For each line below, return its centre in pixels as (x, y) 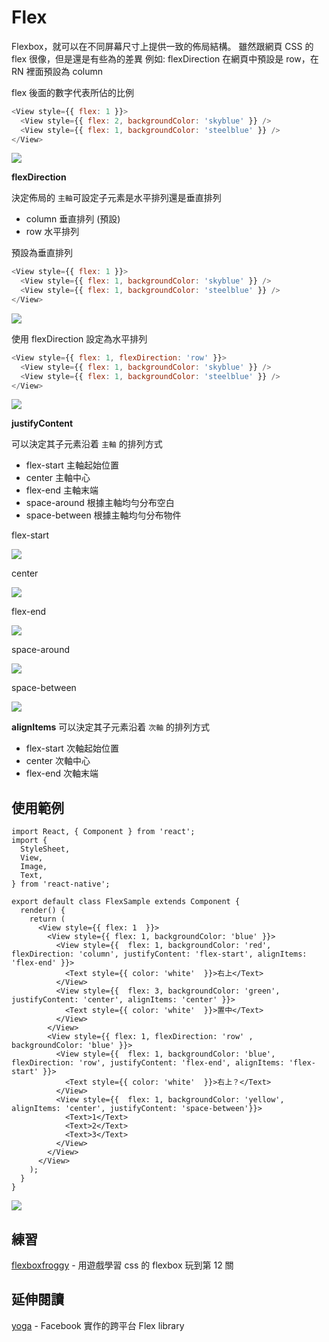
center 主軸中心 (58, 478)
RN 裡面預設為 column (57, 71)
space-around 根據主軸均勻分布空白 (100, 503)
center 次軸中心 (58, 761)
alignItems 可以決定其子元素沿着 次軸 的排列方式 (110, 727)
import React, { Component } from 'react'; (103, 832)
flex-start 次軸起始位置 (72, 748)
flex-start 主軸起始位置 (72, 465)
